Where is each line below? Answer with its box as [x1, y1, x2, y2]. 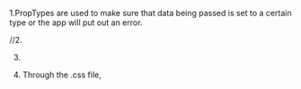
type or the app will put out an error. [9, 17, 143, 28]
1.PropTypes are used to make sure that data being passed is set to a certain [9, 8, 292, 18]
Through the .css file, [22, 69, 102, 80]
